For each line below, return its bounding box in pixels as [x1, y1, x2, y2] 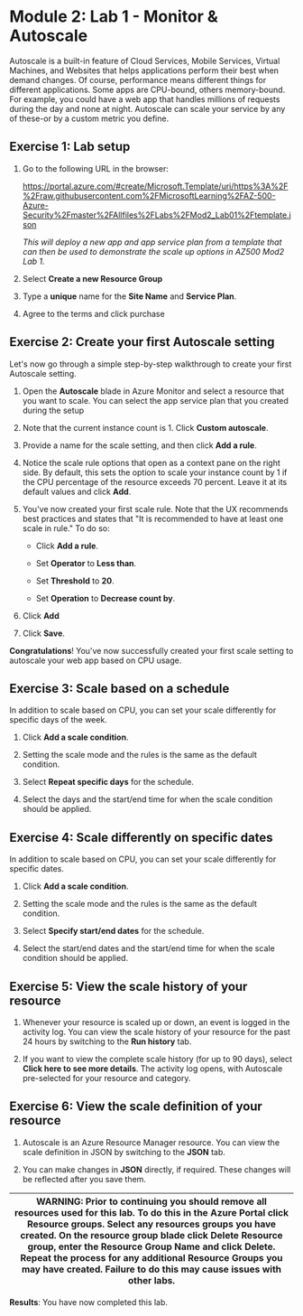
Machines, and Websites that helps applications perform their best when [9, 65, 280, 76]
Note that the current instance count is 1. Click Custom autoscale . [22, 422, 269, 433]
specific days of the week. [9, 714, 108, 725]
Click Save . [22, 628, 66, 639]
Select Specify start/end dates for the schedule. [22, 926, 205, 937]
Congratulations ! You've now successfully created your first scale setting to [9, 645, 294, 656]
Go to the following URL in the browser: [22, 163, 169, 173]
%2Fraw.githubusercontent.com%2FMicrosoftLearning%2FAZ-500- [22, 190, 277, 201]
